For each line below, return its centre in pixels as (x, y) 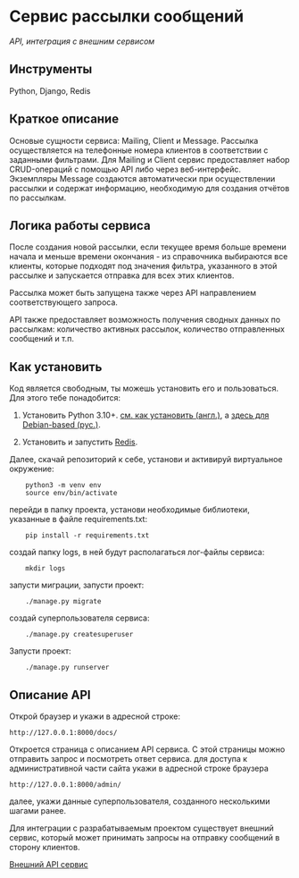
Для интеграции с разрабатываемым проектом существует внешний (141, 828)
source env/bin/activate (71, 494)
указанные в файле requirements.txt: (79, 519)
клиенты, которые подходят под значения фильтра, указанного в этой (143, 266)
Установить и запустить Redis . (80, 442)
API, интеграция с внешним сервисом (82, 41)
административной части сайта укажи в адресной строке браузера (139, 768)
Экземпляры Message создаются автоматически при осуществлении (142, 178)
